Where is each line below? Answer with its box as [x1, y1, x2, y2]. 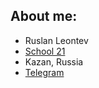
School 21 [24, 45, 66, 57]
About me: [10, 8, 78, 25]
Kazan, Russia [24, 55, 84, 68]
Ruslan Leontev [24, 34, 89, 46]
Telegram [24, 66, 65, 78]
